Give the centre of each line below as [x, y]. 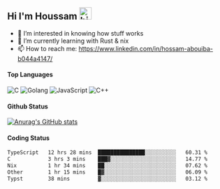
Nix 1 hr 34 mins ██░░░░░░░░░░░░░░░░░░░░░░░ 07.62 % [108, 166]
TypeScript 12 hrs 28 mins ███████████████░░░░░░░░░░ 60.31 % [108, 153]
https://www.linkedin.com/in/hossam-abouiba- [146, 48]
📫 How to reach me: [47, 48]
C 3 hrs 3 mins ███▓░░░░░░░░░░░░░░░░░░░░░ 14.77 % [108, 159]
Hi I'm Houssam [43, 16]
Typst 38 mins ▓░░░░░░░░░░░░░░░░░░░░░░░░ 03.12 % [108, 178]
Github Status [28, 106]
